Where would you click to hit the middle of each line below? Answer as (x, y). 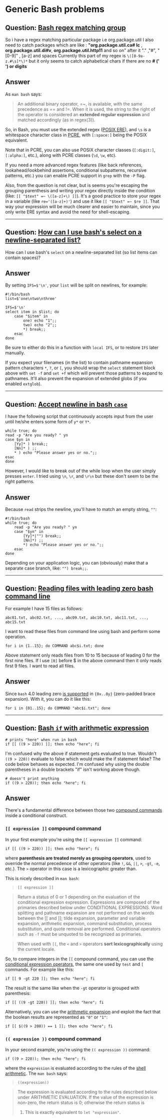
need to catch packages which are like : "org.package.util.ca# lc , (74, 45)
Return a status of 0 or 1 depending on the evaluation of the (78, 897)
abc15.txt (15, 622)
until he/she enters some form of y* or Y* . (48, 422)
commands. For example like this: (39, 969)
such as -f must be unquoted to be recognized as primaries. (80, 934)
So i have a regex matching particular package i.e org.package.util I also (79, 40)
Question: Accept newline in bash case (66, 404)
